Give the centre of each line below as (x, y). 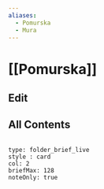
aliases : (22, 15)
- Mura (26, 30)
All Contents (39, 125)
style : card (30, 157)
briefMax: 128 (32, 170)
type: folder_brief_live (49, 150)
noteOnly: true (33, 177)
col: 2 (19, 163)
